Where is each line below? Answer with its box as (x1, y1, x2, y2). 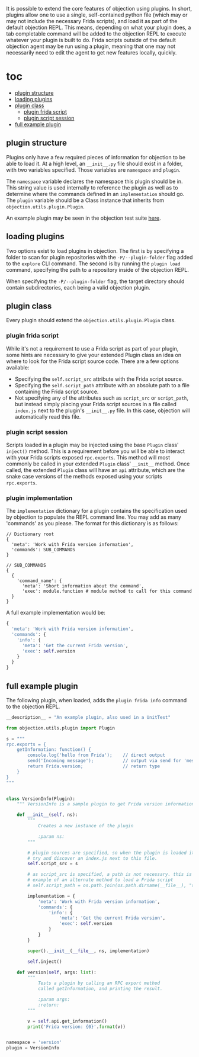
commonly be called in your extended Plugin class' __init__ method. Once (6, 460, 190, 467)
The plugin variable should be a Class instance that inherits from (6, 197, 165, 204)
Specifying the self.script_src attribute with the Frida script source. (14, 375, 184, 383)
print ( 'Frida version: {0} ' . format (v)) (27, 1024, 126, 1030)
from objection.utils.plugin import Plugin (6, 725, 115, 731)
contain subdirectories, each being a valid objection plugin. (6, 284, 150, 291)
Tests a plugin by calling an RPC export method (37, 980, 161, 987)
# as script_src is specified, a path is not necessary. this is (27, 872, 192, 878)
